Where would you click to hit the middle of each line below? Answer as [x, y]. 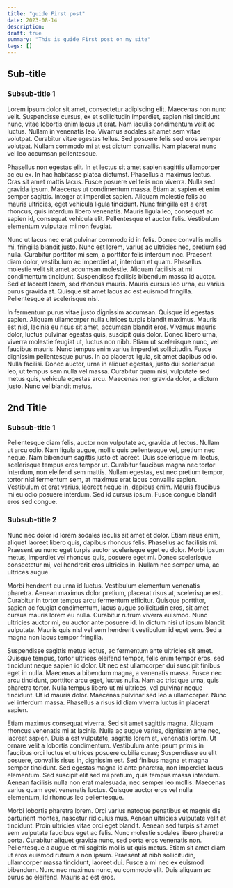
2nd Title [27, 408]
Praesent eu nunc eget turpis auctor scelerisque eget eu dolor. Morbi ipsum [116, 549]
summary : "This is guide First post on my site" [79, 40]
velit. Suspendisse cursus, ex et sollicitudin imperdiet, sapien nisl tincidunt [114, 116]
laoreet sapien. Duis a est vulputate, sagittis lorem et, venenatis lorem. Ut [112, 738]
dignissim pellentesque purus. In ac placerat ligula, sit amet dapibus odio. [112, 356]
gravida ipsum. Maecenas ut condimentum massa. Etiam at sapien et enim [114, 189]
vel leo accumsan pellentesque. [53, 153]
